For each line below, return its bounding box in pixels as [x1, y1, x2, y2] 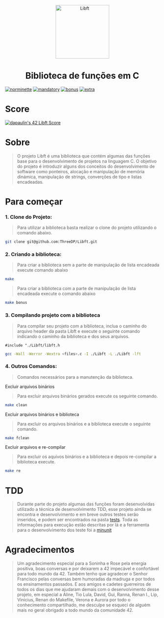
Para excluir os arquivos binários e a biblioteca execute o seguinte [17, 421, 151, 427]
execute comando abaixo [17, 267, 69, 273]
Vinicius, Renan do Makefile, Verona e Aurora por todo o [17, 597, 131, 603]
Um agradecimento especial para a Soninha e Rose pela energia [17, 560, 147, 567]
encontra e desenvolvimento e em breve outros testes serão [17, 511, 139, 518]
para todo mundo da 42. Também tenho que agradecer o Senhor [17, 571, 148, 577]
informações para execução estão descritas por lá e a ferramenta [17, 522, 149, 528]
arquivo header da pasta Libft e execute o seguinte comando [17, 328, 141, 334]
